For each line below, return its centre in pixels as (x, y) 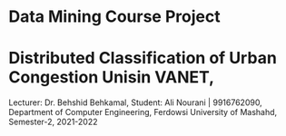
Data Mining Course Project (114, 17)
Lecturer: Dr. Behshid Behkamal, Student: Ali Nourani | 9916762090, (135, 102)
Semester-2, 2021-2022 (53, 122)
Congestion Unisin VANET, (112, 78)
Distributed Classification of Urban (143, 58)
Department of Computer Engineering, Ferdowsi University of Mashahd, (143, 112)
